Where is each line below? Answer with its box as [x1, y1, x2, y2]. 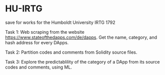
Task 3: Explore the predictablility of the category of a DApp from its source [5, 59, 160, 65]
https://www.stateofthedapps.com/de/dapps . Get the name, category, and [5, 34, 158, 40]
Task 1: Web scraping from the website [5, 29, 84, 35]
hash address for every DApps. [5, 39, 69, 45]
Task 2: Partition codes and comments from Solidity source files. [5, 49, 138, 55]
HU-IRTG [5, 3, 43, 14]
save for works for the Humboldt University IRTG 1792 [5, 19, 116, 25]
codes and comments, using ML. [5, 64, 72, 70]
